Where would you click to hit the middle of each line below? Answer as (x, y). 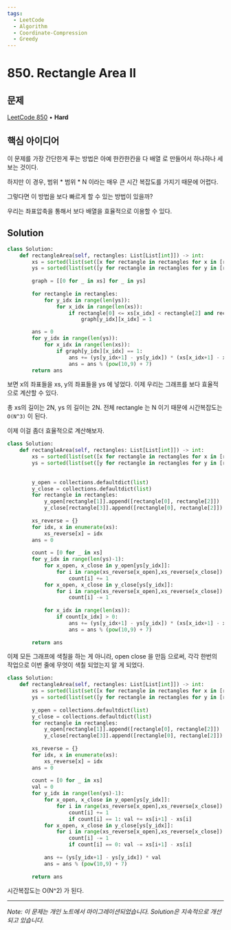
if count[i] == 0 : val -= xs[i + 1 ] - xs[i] (130, 845)
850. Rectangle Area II (71, 73)
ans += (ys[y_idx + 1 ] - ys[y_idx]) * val (102, 857)
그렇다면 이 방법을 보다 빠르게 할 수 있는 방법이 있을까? (80, 196)
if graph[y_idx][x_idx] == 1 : (99, 351)
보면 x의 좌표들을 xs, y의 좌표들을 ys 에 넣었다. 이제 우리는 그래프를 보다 (104, 384)
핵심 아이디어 (33, 141)
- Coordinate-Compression (51, 33)
